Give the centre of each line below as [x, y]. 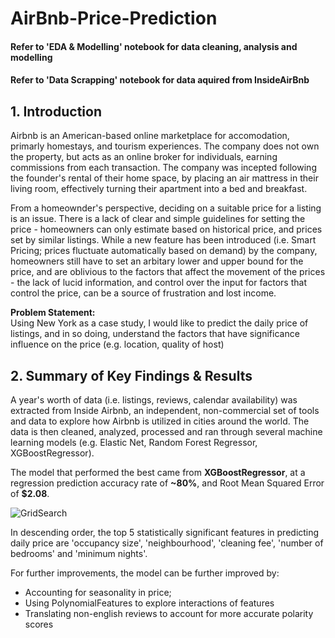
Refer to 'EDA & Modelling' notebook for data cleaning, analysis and [154, 46]
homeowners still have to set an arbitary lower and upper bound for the [157, 261]
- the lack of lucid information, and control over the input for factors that [158, 283]
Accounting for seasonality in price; [98, 592]
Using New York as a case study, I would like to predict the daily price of [159, 323]
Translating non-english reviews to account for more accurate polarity [169, 613]
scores [39, 624]
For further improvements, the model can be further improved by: [145, 573]
